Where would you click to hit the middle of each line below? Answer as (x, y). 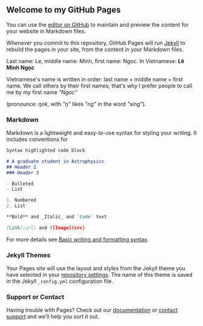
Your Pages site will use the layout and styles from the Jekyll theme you (96, 268)
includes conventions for (37, 140)
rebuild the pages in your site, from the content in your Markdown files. (95, 49)
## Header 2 (21, 167)
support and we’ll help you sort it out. (53, 317)
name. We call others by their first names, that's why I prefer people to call (99, 86)
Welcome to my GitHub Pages (64, 10)
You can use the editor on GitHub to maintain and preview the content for (98, 24)
